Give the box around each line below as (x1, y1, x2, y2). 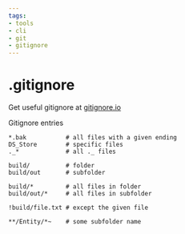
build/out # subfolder (8, 169, 106, 177)
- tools (8, 19, 34, 27)
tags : (8, 11, 26, 20)
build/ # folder (8, 162, 95, 170)
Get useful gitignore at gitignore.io (8, 103, 122, 112)
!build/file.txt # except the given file (8, 204, 149, 212)
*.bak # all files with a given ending (8, 134, 178, 142)
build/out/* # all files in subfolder (8, 190, 152, 198)
